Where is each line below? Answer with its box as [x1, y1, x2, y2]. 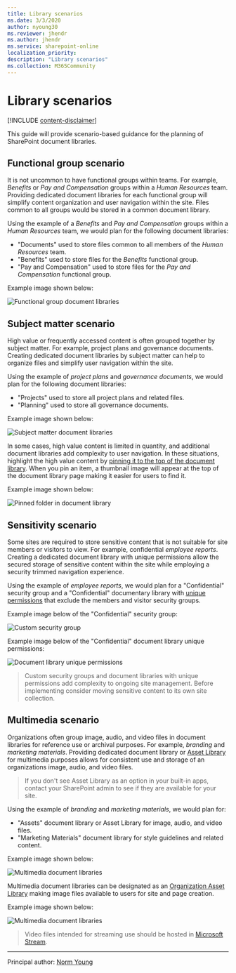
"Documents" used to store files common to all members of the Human [17, 240, 223, 249]
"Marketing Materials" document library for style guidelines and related [17, 833, 223, 842]
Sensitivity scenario [7, 519, 97, 531]
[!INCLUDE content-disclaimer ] [7, 116, 97, 124]
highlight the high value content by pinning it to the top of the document [7, 457, 216, 465]
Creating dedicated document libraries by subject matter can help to [7, 352, 205, 360]
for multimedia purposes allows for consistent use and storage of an [7, 755, 205, 764]
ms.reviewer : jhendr [7, 29, 68, 37]
